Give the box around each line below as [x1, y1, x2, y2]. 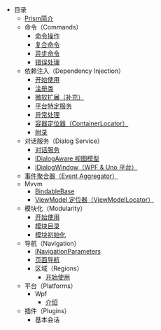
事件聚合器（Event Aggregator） [24, 172, 119, 180]
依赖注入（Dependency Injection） [24, 67, 125, 75]
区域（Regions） [34, 264, 83, 273]
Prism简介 [24, 14, 54, 22]
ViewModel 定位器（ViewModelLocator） [34, 195, 154, 204]
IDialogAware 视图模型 [34, 154, 100, 163]
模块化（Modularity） [24, 205, 87, 212]
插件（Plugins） [24, 307, 71, 315]
